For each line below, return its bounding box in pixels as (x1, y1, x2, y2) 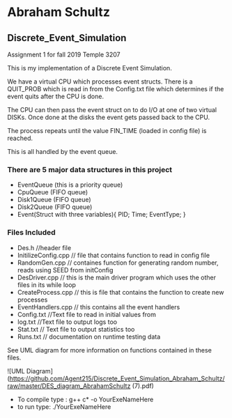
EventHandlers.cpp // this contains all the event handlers (17, 302, 180, 311)
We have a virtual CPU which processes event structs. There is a (7, 77, 193, 86)
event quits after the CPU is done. (7, 92, 105, 100)
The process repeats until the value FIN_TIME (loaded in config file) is (7, 127, 207, 134)
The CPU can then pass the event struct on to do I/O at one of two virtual (7, 106, 217, 114)
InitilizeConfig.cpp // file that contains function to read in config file (17, 251, 210, 259)
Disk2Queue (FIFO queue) (17, 203, 93, 211)
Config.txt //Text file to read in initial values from (17, 310, 157, 318)
